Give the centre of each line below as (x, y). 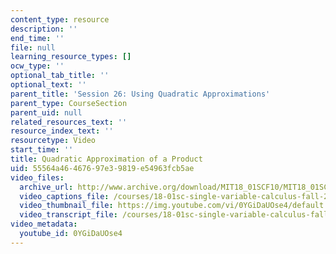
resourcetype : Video (53, 141)
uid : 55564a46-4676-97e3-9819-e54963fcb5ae (102, 168)
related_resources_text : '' (69, 122)
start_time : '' (42, 150)
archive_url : (46, 187)
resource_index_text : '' (62, 131)
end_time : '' (37, 38)
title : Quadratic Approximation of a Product (106, 159)
